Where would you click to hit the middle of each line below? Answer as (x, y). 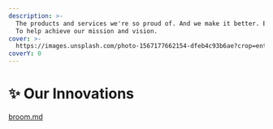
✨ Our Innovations (71, 94)
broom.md (26, 116)
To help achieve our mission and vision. (87, 31)
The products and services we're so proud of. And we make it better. (138, 24)
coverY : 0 (25, 54)
